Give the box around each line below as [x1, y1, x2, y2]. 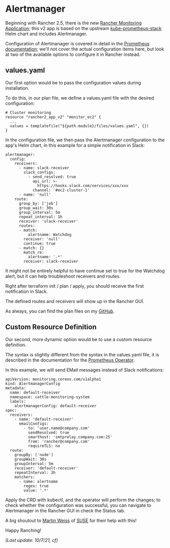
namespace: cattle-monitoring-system [10, 394, 90, 400]
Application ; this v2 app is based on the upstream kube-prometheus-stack [5, 25, 162, 31]
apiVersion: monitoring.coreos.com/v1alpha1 [5, 377, 101, 382]
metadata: [5, 385, 26, 390]
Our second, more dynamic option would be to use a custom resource [5, 336, 152, 342]
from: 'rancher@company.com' [27, 439, 90, 444]
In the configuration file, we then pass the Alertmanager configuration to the [5, 137, 165, 143]
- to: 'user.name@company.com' [23, 425, 90, 431]
